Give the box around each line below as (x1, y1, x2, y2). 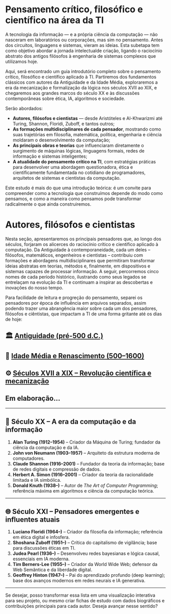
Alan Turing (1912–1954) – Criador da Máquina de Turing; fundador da (12, 439, 161, 445)
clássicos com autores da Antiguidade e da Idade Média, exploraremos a (5, 79, 158, 85)
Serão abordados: (5, 105, 43, 111)
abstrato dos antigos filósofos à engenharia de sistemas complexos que (5, 53, 156, 59)
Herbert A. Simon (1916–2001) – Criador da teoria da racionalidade (12, 471, 154, 478)
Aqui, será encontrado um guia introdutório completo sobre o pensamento (5, 68, 161, 75)
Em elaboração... (5, 394, 61, 403)
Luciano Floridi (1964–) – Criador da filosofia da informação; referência (12, 529, 163, 535)
